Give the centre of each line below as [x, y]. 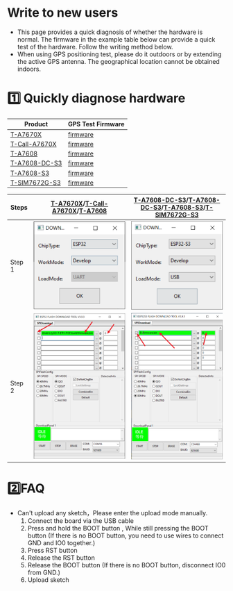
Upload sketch [48, 580]
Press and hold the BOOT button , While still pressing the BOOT [118, 528]
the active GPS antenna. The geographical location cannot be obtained [118, 61]
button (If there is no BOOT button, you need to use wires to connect [126, 535]
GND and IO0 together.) [61, 543]
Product [36, 124]
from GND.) [44, 573]
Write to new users [63, 13]
